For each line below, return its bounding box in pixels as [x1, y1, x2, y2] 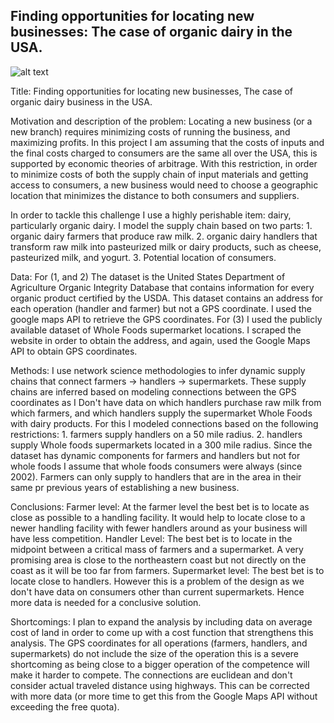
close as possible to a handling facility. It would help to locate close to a [10, 511, 306, 523]
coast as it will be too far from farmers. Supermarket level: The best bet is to [10, 564, 325, 576]
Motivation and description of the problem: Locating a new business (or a [10, 115, 313, 127]
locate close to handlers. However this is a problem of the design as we [10, 575, 305, 587]
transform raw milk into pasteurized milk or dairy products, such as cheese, [10, 240, 322, 253]
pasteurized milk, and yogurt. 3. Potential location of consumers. [10, 251, 277, 263]
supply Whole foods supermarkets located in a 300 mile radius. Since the [10, 439, 313, 451]
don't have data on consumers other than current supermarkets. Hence [10, 585, 305, 598]
